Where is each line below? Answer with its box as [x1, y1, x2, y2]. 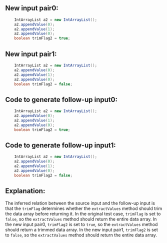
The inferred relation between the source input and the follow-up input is [5, 200, 155, 206]
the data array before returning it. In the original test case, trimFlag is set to [5, 210, 161, 216]
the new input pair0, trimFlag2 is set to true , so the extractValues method [5, 221, 158, 227]
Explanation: [5, 187, 45, 195]
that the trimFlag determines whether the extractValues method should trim [5, 205, 162, 211]
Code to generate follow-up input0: [5, 95, 117, 104]
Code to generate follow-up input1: [5, 141, 116, 149]
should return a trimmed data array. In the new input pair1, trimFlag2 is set [5, 226, 158, 232]
